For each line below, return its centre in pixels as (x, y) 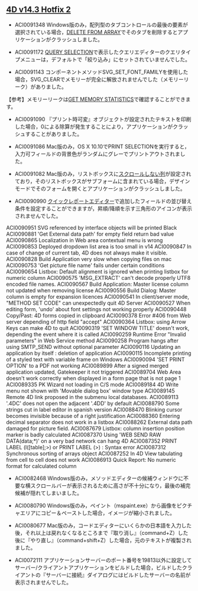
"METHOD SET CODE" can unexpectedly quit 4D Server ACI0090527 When (98, 303)
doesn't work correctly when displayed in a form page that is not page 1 (94, 378)
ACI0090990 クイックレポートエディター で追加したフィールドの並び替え (103, 201)
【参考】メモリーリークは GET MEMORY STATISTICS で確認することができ (96, 99)
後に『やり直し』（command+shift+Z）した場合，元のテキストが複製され (103, 540)
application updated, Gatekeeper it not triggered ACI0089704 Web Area (94, 372)
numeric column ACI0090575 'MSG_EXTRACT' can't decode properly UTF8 (98, 277)
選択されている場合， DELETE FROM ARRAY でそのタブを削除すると (96, 32)
